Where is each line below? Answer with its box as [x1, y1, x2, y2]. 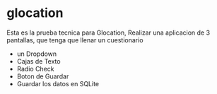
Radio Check [16, 64, 54, 73]
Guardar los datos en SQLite [16, 79, 100, 88]
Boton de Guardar [16, 72, 69, 81]
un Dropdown [16, 49, 57, 58]
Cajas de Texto [16, 57, 61, 65]
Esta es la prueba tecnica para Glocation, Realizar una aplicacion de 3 [6, 28, 210, 37]
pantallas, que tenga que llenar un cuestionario [6, 35, 143, 44]
